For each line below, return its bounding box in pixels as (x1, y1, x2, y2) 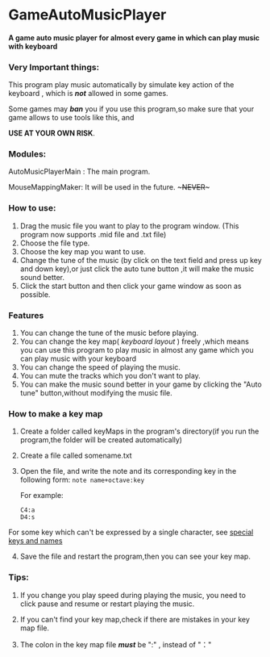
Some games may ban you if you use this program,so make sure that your (8, 104, 255, 114)
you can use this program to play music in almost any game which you (19, 345, 254, 354)
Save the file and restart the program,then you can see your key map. (19, 551, 251, 562)
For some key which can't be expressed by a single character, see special (8, 527, 254, 538)
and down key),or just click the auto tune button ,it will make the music (19, 264, 255, 274)
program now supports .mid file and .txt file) (19, 229, 167, 239)
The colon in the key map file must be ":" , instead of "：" (19, 639, 212, 649)
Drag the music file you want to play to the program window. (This (19, 220, 239, 231)
